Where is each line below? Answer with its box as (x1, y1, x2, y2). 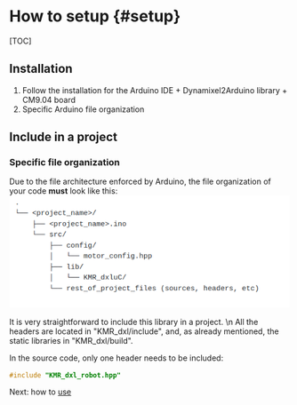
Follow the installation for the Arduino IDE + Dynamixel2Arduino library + (21, 84, 288, 95)
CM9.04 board (21, 94, 76, 105)
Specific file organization (9, 156, 120, 169)
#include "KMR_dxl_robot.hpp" (9, 370, 122, 379)
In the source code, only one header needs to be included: (9, 353, 224, 363)
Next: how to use (9, 386, 72, 397)
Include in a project (9, 130, 118, 145)
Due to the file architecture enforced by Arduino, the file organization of (9, 176, 271, 187)
